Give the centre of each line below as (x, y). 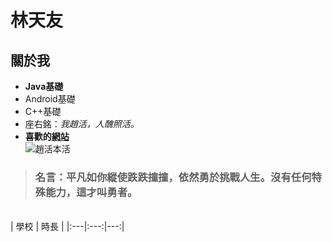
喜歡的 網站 (47, 136)
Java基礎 (44, 86)
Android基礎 (50, 99)
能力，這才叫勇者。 (91, 192)
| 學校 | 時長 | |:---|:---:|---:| (67, 227)
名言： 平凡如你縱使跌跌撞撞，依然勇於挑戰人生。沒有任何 (173, 177)
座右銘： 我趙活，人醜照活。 (82, 124)
